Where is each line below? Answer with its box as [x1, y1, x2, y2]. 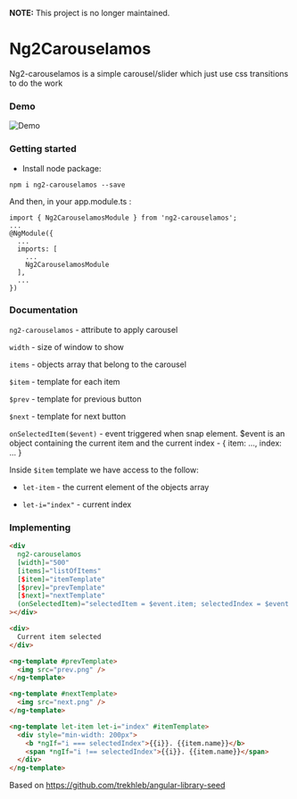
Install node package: [21, 162, 102, 173]
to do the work [9, 78, 63, 88]
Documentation [9, 304, 78, 316]
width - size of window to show [9, 341, 125, 352]
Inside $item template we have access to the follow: [9, 464, 199, 475]
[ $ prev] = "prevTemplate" [17, 583, 105, 592]
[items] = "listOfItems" [17, 566, 102, 575]
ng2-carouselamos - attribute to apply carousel [9, 324, 178, 335]
